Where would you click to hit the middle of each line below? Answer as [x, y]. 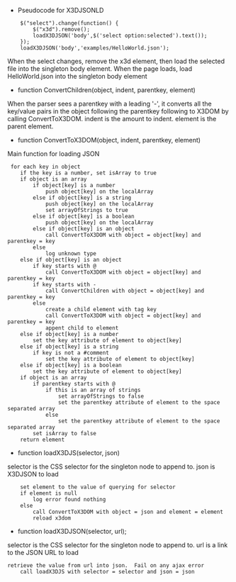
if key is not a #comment [71, 353]
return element [43, 440]
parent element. [30, 126]
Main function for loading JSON [54, 154]
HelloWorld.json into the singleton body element [77, 76]
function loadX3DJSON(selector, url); [72, 531]
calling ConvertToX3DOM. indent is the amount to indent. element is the [112, 119]
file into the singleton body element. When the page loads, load [100, 69]
